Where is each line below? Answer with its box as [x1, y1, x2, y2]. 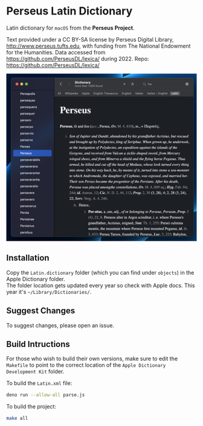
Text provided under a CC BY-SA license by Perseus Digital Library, [6, 36, 174, 43]
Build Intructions [6, 339, 71, 349]
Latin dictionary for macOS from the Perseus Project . [6, 24, 135, 31]
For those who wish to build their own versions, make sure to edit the [6, 355, 178, 363]
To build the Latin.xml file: [6, 380, 72, 387]
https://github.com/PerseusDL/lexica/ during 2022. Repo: [6, 55, 149, 62]
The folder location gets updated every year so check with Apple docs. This [6, 282, 195, 289]
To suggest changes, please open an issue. [6, 322, 115, 329]
